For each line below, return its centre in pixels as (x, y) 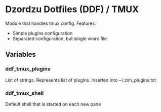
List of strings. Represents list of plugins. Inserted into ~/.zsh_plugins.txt (80, 80)
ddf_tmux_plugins (28, 69)
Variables (21, 54)
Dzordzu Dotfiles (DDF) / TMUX (72, 9)
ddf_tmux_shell (25, 93)
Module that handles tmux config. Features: (51, 23)
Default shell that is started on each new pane (53, 104)
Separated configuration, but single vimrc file (60, 39)
